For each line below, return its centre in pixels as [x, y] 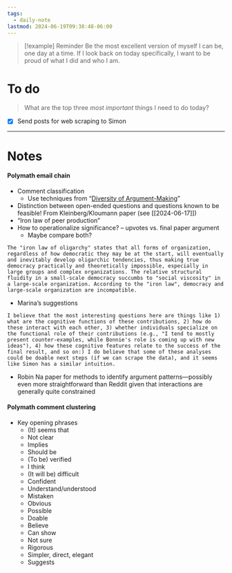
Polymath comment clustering [51, 407]
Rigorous [40, 547]
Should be [42, 452]
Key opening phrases [47, 422]
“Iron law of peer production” [59, 220]
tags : [15, 13]
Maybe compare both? [59, 235]
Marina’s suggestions [47, 303]
